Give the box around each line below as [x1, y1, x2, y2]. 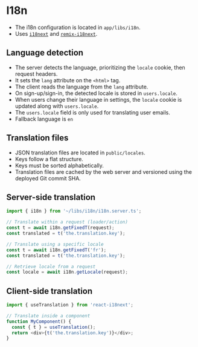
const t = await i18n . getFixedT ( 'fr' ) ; [6, 246, 107, 253]
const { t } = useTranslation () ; [11, 324, 96, 330]
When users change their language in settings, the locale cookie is [14, 96, 182, 103]
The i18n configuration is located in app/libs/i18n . [14, 24, 141, 31]
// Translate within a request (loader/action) [6, 219, 129, 225]
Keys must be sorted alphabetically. [14, 162, 104, 169]
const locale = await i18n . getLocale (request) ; [6, 269, 129, 276]
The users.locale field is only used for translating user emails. [14, 108, 170, 116]
